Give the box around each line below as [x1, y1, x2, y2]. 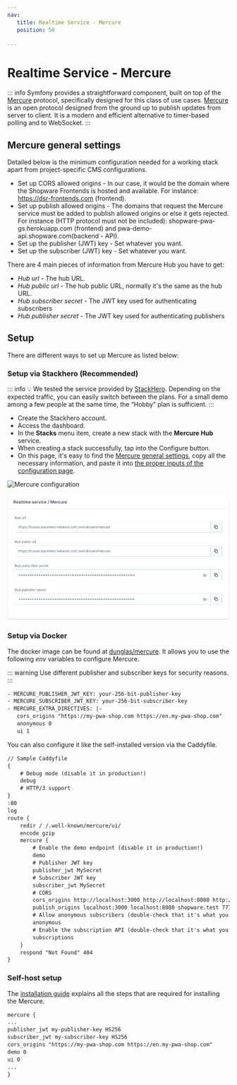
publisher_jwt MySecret [32, 866, 102, 874]
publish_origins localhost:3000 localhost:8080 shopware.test [32, 904, 219, 912]
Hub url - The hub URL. [17, 274, 86, 282]
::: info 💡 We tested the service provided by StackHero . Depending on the [7, 385, 221, 393]
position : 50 [16, 26, 55, 33]
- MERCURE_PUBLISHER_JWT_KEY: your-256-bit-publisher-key [7, 690, 181, 697]
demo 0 [7, 1048, 27, 1055]
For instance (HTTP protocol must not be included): [17, 216, 168, 225]
